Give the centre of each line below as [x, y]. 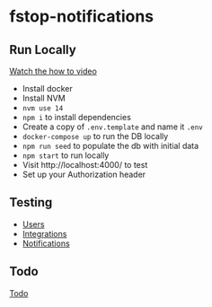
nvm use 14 [43, 109]
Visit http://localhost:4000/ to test [85, 165]
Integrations [44, 233]
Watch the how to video [53, 71]
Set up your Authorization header [84, 174]
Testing [31, 202]
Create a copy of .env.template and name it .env [113, 127]
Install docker [48, 88]
